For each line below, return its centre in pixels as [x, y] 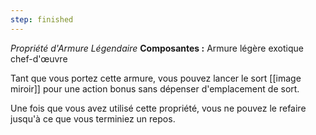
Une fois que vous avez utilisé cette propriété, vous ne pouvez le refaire [158, 108]
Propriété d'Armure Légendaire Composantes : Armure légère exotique [157, 48]
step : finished [42, 19]
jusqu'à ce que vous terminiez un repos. [93, 118]
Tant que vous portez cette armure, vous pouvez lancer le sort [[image [156, 78]
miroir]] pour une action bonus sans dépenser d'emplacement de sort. [155, 88]
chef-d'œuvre [39, 58]
